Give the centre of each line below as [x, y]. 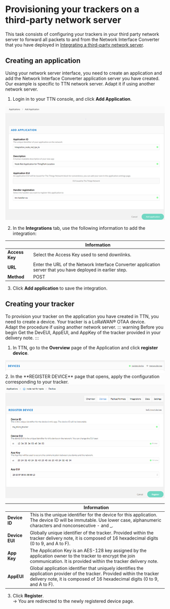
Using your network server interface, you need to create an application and [84, 73]
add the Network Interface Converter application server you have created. [82, 78]
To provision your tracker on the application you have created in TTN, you [82, 316]
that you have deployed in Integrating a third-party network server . [75, 45]
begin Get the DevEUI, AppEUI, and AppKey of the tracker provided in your [83, 332]
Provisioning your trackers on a [72, 9]
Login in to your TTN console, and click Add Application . [72, 99]
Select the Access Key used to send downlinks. [82, 255]
